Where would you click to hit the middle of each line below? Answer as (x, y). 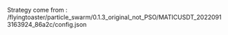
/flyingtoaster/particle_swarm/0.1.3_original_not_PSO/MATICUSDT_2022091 (114, 17)
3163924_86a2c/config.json (47, 24)
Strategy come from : (37, 10)
